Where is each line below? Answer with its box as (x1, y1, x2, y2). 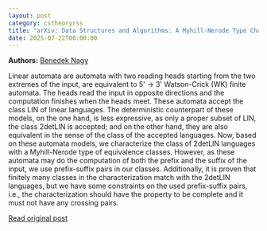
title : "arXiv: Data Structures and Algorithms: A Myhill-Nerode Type (8, 26, 247, 34)
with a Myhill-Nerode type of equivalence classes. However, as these (8, 147, 235, 157)
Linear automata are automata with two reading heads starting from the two (8, 71, 256, 80)
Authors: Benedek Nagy (8, 56, 89, 65)
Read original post (8, 213, 68, 223)
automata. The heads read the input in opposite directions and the (8, 88, 225, 98)
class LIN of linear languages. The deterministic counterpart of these (8, 105, 234, 115)
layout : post (8, 11, 52, 20)
